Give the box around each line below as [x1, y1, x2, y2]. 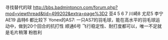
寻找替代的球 [5, 4, 32, 10]
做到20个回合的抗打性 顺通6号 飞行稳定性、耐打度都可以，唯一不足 [18, 23, 157, 29]
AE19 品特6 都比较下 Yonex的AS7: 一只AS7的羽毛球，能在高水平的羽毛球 [5, 17, 156, 22]
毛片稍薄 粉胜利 [9, 29, 42, 35]
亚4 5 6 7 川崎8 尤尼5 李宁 [108, 10, 163, 16]
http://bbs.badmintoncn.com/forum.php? [32, 4, 118, 10]
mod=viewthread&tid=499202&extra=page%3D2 [5, 10, 108, 16]
